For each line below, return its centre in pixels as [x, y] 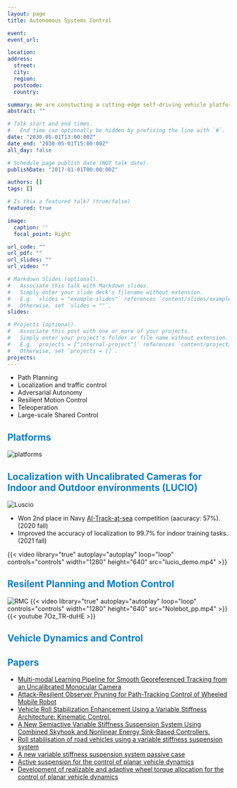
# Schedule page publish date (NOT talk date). [79, 163]
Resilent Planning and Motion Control [91, 584]
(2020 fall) [33, 526]
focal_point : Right [42, 234]
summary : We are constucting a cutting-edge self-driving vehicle [107, 105]
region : [25, 78]
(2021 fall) [32, 541]
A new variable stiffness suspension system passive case [101, 754]
